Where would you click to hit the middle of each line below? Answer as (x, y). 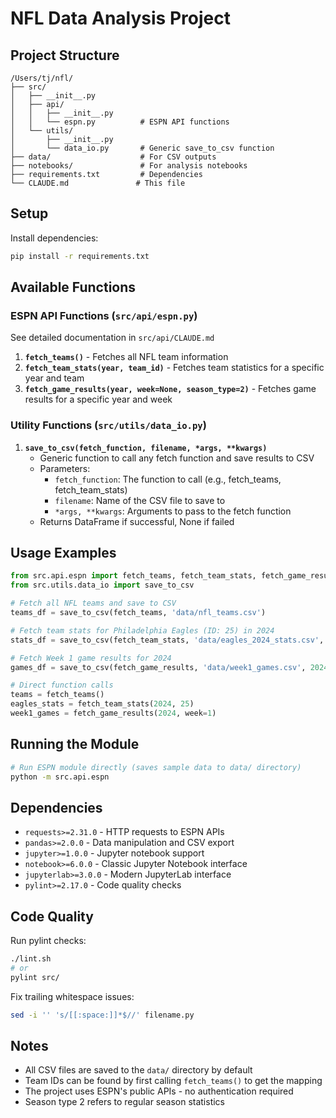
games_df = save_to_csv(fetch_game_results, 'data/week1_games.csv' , (158, 667)
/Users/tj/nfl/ (42, 78)
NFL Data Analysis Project (120, 18)
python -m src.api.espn (60, 777)
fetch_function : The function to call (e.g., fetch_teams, (168, 479)
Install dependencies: (54, 238)
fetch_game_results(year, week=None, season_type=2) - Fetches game (170, 389)
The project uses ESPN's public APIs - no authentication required (159, 1091)
